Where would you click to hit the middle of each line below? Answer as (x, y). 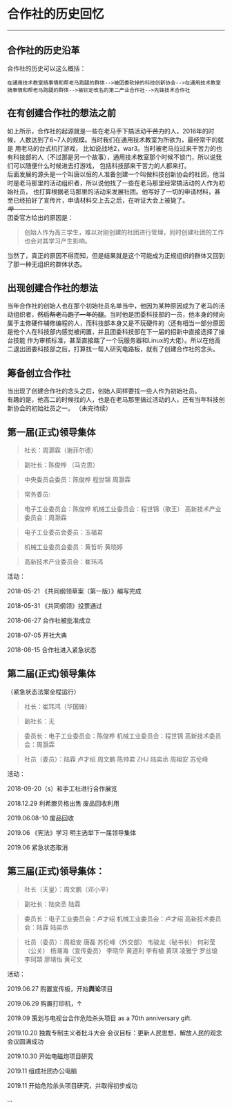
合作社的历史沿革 (43, 50)
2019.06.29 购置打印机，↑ (45, 1003)
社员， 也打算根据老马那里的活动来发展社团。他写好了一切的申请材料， (114, 192)
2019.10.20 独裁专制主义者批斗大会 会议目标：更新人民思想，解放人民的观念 (115, 1033)
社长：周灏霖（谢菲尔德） (60, 450)
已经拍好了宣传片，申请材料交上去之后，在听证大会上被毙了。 (100, 200)
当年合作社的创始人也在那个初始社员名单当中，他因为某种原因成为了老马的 (113, 306)
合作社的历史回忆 (56, 14)
